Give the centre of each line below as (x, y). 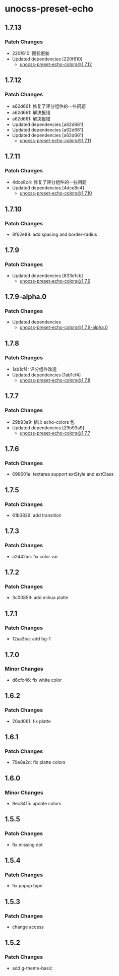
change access (28, 927)
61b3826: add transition (37, 515)
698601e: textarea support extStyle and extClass (63, 474)
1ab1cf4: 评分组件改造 (34, 369)
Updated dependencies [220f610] (47, 59)
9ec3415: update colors (37, 803)
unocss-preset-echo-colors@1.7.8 (55, 380)
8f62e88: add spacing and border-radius (54, 234)
